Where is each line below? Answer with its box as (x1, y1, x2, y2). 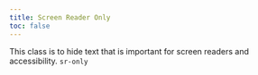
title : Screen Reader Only (9, 12, 111, 22)
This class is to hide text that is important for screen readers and (9, 46, 250, 56)
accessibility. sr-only (9, 55, 88, 66)
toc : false (9, 21, 51, 30)
